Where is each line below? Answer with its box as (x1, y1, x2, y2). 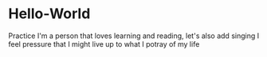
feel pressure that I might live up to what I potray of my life (8, 39, 200, 48)
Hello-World (8, 5, 91, 23)
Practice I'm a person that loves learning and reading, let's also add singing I (8, 31, 260, 40)
